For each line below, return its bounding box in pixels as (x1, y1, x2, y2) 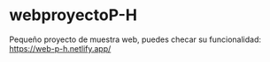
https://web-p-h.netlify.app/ (9, 43, 112, 53)
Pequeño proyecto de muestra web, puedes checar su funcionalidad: (9, 34, 262, 45)
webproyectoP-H (9, 5, 138, 25)
